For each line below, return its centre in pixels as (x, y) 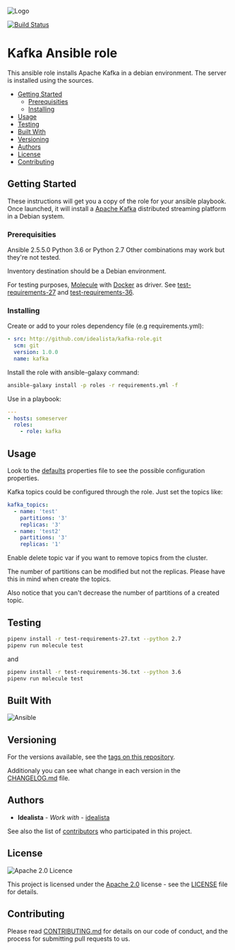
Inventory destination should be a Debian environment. (87, 271)
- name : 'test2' (37, 531)
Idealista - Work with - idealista (64, 817)
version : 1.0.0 (36, 353)
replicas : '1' (41, 544)
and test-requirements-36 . (96, 292)
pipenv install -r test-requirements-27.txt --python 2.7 (94, 639)
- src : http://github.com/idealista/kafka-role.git (85, 339)
